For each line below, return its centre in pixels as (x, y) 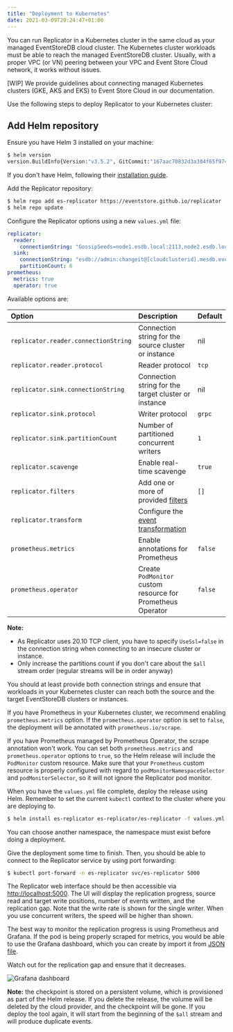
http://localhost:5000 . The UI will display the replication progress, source (112, 894)
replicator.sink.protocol (53, 414)
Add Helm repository (53, 126)
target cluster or (164, 394)
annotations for (163, 548)
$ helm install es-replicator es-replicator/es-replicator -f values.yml (116, 818)
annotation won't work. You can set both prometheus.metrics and (100, 748)
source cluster (162, 345)
